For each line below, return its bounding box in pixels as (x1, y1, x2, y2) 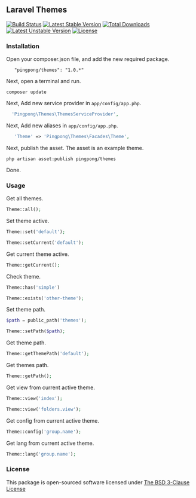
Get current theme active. (6, 250, 69, 258)
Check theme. (6, 273, 41, 280)
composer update (6, 89, 47, 95)
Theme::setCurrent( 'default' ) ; (6, 239, 84, 246)
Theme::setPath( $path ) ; (6, 328, 66, 334)
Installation (6, 42, 40, 50)
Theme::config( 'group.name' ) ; (6, 429, 82, 435)
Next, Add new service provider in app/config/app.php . (6, 100, 142, 107)
